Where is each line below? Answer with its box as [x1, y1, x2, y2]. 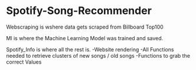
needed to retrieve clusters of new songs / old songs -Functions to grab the [6, 52, 191, 59]
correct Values [6, 58, 42, 65]
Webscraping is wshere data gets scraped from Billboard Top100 [6, 23, 164, 30]
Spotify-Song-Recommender [6, 4, 152, 17]
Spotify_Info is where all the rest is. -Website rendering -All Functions [6, 45, 174, 53]
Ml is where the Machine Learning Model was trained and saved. [6, 34, 164, 41]
